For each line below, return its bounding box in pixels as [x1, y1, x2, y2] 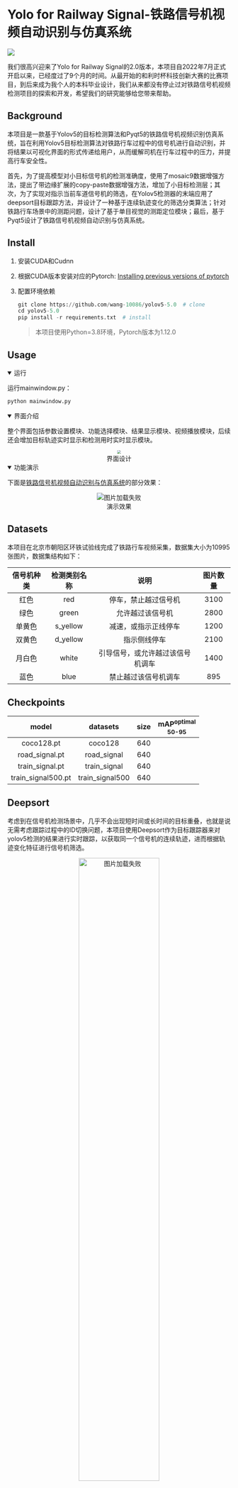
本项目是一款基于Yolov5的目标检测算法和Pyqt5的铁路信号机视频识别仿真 [7, 129, 218, 138]
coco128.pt [21, 738, 61, 748]
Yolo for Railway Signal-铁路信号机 [7, 6, 212, 23]
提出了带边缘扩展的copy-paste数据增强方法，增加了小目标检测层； [19, 180, 215, 189]
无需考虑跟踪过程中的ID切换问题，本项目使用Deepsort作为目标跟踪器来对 [7, 825, 221, 834]
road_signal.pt [17, 750, 65, 760]
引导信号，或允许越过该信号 [98, 647, 191, 657]
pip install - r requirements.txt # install [17, 314, 152, 322]
